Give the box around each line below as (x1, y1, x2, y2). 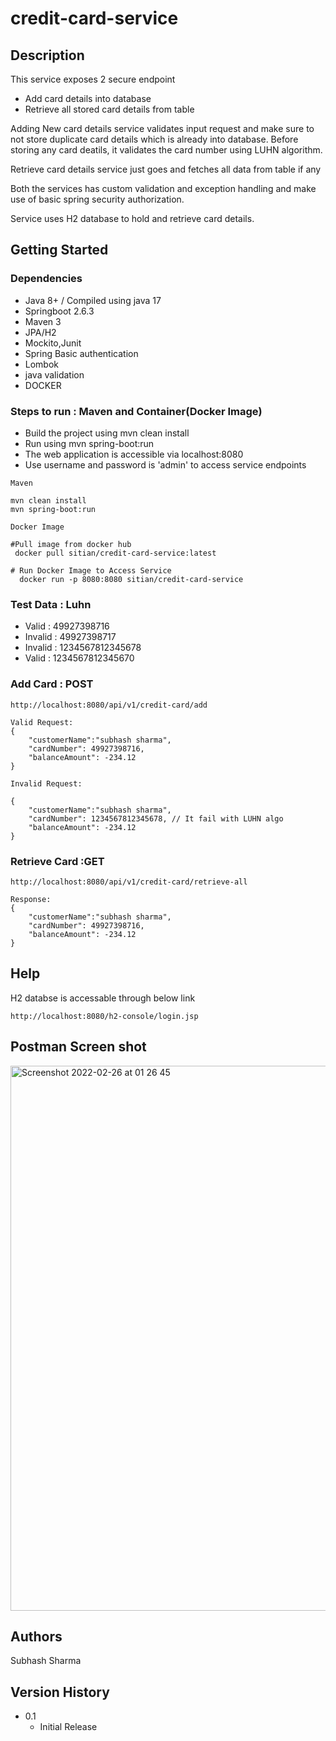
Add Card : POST (10, 677, 94, 691)
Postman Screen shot (10, 1038, 147, 1056)
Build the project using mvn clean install (24, 427, 190, 439)
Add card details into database (24, 93, 152, 104)
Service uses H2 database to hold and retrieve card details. (10, 213, 255, 224)
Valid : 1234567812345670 (24, 652, 135, 664)
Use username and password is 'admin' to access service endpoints (24, 458, 307, 471)
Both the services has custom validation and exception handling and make (10, 183, 317, 194)
